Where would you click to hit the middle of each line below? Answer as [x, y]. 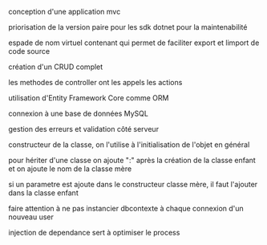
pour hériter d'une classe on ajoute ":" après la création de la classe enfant [132, 160]
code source [29, 51]
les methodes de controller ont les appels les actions [95, 82]
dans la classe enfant [43, 193]
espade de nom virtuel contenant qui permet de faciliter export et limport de [134, 43]
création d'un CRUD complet [56, 67]
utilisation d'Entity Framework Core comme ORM [89, 98]
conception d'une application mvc [65, 12]
